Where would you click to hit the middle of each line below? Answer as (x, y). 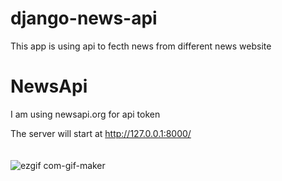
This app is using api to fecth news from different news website (141, 46)
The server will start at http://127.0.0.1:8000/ (101, 133)
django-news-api (84, 18)
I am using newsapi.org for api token (85, 114)
